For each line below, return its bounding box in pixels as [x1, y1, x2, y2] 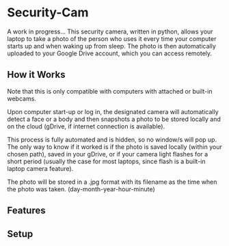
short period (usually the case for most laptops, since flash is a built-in [7, 157, 206, 165]
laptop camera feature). [7, 164, 74, 172]
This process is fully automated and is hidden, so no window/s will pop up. [7, 135, 217, 143]
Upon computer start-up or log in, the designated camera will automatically [7, 107, 219, 115]
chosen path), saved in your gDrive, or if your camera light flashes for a [7, 150, 208, 158]
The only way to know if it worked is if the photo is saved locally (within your [7, 142, 222, 151]
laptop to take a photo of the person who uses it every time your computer [7, 34, 217, 42]
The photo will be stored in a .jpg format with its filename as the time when [7, 178, 217, 186]
